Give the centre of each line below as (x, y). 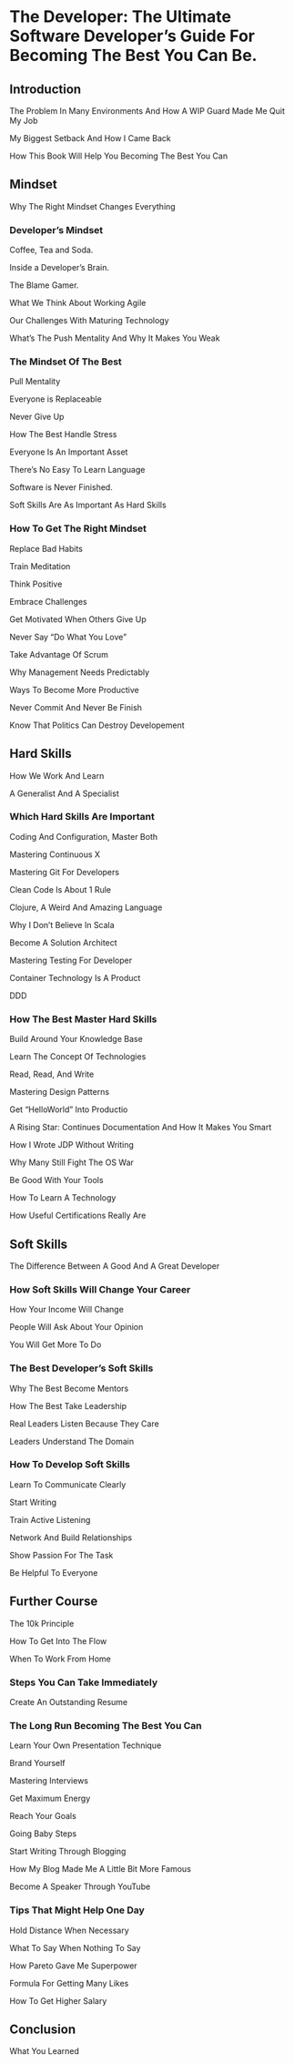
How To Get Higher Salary (58, 2000)
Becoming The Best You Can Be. (133, 56)
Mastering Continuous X (55, 854)
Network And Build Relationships (71, 1538)
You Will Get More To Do (56, 1344)
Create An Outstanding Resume (69, 1701)
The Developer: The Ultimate (121, 17)
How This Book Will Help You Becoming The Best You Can (119, 156)
